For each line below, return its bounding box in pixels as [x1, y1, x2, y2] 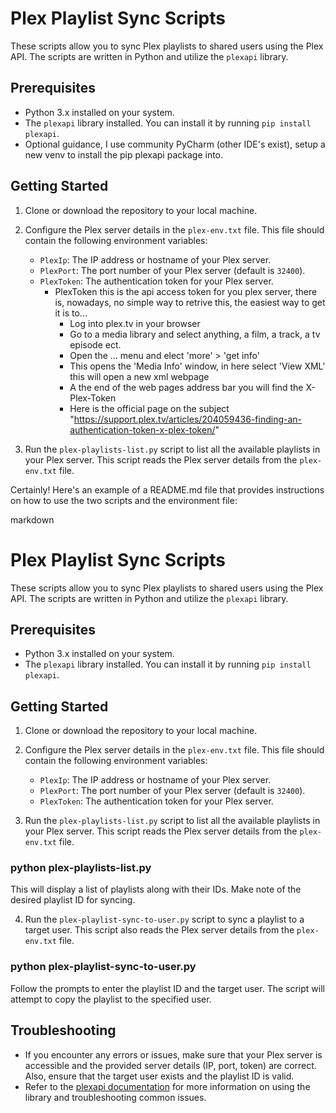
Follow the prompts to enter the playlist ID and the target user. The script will [10, 982, 325, 994]
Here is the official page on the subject [69, 402, 230, 414]
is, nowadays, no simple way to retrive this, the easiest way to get [54, 296, 326, 308]
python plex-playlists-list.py [10, 861, 152, 875]
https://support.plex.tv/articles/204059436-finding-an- [73, 413, 303, 425]
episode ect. [69, 338, 122, 351]
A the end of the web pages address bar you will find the [69, 381, 304, 393]
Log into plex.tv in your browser [69, 317, 201, 329]
